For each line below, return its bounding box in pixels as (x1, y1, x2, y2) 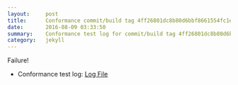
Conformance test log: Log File (17, 70, 108, 79)
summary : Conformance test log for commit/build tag (7, 30, 176, 38)
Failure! (7, 56, 30, 64)
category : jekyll (7, 37, 65, 44)
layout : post (7, 10, 59, 18)
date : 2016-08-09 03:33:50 (7, 23, 106, 30)
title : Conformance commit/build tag (7, 17, 135, 24)
